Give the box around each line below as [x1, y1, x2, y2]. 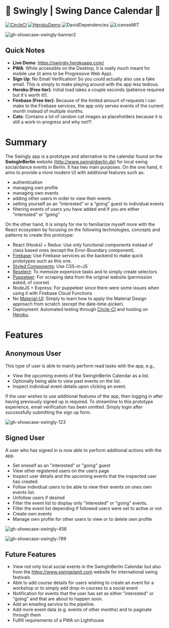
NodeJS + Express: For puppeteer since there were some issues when [12, 285, 159, 291]
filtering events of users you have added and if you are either [12, 206, 140, 212]
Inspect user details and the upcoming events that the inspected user [12, 473, 157, 479]
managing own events [12, 190, 59, 196]
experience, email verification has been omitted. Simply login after [5, 403, 143, 410]
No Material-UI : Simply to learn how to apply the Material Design [12, 295, 147, 301]
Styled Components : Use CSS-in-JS [12, 263, 88, 269]
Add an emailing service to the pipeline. [12, 601, 95, 607]
